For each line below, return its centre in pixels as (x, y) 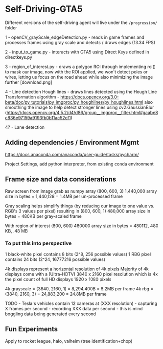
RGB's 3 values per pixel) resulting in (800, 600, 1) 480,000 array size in (78, 211)
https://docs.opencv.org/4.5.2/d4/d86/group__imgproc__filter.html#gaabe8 (82, 112)
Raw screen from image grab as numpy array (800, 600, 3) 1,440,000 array (81, 191)
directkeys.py (19, 57)
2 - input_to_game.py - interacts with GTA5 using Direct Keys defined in (77, 52)
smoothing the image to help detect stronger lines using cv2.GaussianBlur (80, 107)
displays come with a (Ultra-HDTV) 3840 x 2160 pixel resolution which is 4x (81, 274)
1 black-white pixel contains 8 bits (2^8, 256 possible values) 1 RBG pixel (78, 254)
